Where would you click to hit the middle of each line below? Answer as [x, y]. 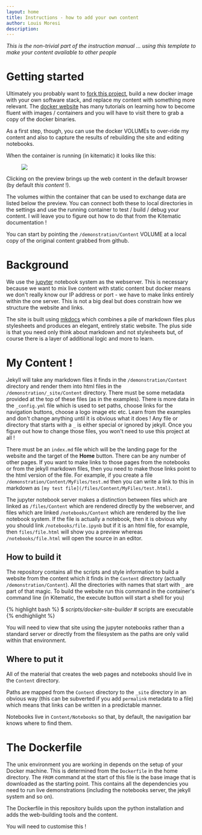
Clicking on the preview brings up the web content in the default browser [97, 178]
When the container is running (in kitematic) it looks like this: [81, 156]
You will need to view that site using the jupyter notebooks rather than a [96, 627]
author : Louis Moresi [33, 23]
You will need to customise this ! [46, 826]
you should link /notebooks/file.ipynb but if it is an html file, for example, [98, 526]
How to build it [34, 557]
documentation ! [27, 223]
